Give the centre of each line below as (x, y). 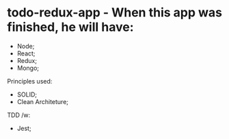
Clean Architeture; (43, 101)
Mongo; (28, 68)
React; (26, 53)
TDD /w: (19, 115)
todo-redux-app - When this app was (114, 13)
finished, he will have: (71, 27)
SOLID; (27, 94)
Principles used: (30, 81)
